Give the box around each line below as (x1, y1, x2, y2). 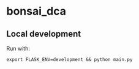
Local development (6, 29, 81, 39)
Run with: (6, 45, 31, 52)
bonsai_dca (6, 4, 66, 18)
